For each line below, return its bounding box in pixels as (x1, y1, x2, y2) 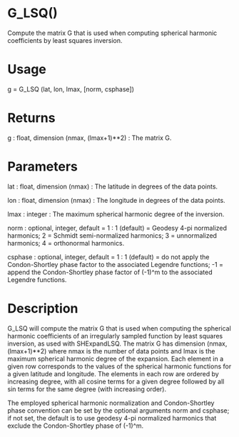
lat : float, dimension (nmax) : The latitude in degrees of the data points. (7, 182, 218, 191)
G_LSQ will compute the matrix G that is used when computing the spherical (7, 323, 232, 333)
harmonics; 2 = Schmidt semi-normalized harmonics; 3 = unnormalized (7, 231, 218, 240)
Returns (7, 110, 56, 126)
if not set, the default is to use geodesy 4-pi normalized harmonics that (7, 413, 217, 422)
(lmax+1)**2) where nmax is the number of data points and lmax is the (7, 346, 215, 355)
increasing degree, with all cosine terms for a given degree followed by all (7, 377, 225, 386)
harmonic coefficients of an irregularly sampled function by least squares (7, 331, 223, 340)
